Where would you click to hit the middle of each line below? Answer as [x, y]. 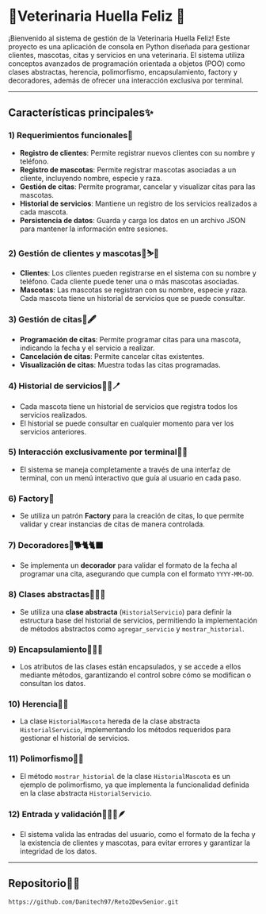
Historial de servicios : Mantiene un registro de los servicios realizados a [138, 203]
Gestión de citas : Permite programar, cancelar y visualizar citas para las [137, 187]
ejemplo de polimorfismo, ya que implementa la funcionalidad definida [134, 785]
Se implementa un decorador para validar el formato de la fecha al [128, 565]
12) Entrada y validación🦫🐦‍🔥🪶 [67, 814]
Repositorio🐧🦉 [44, 883]
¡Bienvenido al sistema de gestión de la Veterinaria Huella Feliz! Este [119, 38]
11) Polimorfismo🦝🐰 [46, 759]
